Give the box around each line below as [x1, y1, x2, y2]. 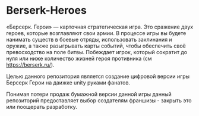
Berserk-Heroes [6, 4, 87, 17]
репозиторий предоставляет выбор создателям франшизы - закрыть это [6, 96, 192, 104]
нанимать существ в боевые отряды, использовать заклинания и [6, 36, 172, 43]
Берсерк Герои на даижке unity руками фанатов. [6, 79, 131, 86]
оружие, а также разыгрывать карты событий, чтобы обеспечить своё [6, 42, 186, 49]
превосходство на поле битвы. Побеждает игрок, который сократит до [6, 48, 188, 55]
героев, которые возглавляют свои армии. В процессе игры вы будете [6, 29, 187, 36]
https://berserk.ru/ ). [6, 61, 55, 68]
